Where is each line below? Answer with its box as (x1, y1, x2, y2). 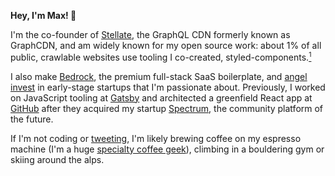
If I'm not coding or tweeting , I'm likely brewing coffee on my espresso (10, 132, 302, 144)
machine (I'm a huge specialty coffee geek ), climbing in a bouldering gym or (10, 143, 325, 155)
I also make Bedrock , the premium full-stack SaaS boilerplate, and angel (10, 70, 308, 82)
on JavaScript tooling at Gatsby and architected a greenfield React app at (10, 91, 313, 104)
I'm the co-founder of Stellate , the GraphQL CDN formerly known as (10, 29, 291, 40)
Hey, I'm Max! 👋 (10, 10, 77, 21)
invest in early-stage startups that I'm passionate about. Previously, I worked (10, 81, 326, 93)
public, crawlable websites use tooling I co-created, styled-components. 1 (10, 50, 312, 63)
